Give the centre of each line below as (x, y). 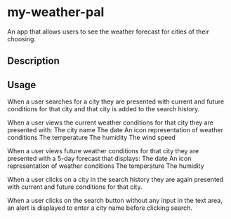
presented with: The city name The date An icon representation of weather (115, 130)
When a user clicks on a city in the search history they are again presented (115, 180)
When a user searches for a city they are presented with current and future (116, 101)
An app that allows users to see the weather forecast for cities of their (108, 31)
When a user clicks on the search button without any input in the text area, (115, 201)
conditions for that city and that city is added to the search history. (104, 109)
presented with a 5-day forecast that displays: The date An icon (99, 159)
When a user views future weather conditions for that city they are (103, 151)
